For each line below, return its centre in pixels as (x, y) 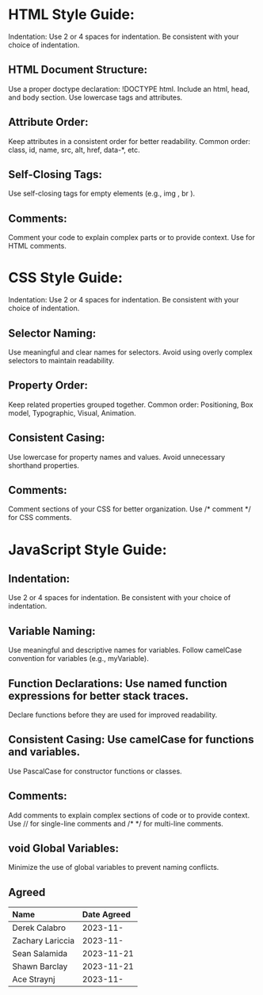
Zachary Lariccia (44, 941)
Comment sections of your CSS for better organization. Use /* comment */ (130, 509)
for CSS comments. (40, 518)
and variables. (44, 752)
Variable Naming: (52, 631)
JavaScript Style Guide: (88, 550)
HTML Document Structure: (78, 70)
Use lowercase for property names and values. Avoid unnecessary (117, 457)
